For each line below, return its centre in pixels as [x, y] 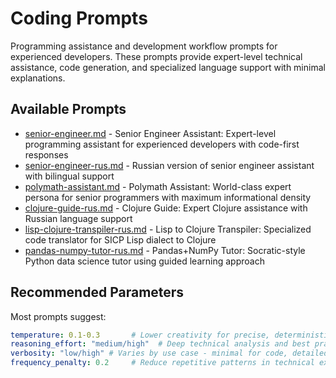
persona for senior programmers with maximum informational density [168, 197]
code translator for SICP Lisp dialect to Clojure [120, 239]
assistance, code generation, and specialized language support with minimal [168, 67]
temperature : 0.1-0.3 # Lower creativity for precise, [140, 335]
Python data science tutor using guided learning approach [144, 261]
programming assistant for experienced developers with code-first [162, 144]
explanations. [38, 78]
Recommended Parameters [97, 292]
